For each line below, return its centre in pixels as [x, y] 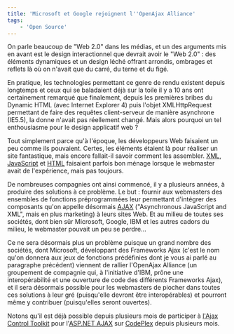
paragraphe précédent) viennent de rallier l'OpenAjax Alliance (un [102, 265]
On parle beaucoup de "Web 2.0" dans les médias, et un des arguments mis [117, 47]
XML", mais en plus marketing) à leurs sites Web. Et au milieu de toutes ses [116, 214]
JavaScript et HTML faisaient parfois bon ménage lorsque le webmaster [111, 163]
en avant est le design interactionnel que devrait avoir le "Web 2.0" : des [112, 54]
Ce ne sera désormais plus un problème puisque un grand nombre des [109, 243]
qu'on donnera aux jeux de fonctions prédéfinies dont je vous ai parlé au [112, 258]
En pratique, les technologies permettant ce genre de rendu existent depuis [116, 83]
